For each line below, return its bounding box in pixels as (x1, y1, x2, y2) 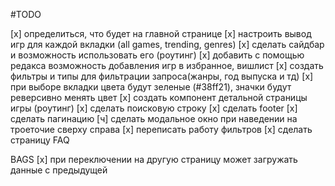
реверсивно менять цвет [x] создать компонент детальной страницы (10, 92, 308, 103)
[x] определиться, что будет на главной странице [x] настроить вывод (10, 28, 312, 39)
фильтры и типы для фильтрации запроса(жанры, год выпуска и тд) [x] (10, 70, 314, 82)
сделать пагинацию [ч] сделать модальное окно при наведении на (10, 113, 298, 124)
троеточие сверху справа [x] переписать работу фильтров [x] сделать (10, 124, 313, 135)
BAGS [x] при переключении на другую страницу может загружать (10, 154, 298, 165)
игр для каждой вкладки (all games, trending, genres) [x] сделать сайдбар (10, 39, 325, 50)
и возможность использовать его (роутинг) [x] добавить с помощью (10, 49, 305, 61)
